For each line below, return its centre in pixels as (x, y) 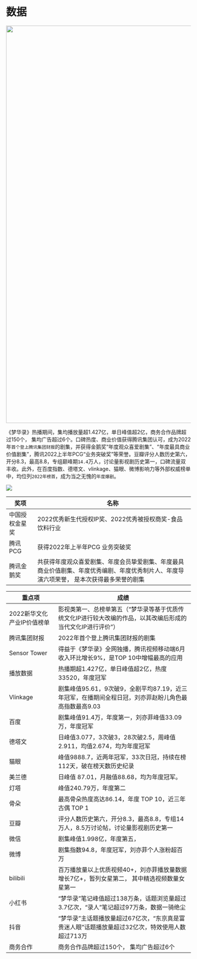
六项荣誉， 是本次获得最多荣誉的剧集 (94, 579)
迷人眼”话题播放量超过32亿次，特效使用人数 (125, 927)
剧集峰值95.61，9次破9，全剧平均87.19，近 (120, 688)
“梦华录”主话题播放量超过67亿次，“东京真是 (118, 918)
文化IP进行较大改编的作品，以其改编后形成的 (125, 618)
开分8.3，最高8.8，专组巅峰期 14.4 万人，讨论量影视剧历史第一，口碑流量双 (96, 461)
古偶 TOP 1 (73, 808)
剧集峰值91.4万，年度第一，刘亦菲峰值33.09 (120, 717)
